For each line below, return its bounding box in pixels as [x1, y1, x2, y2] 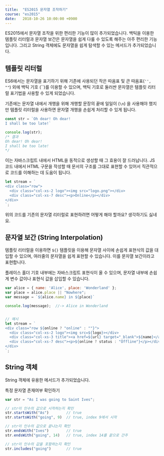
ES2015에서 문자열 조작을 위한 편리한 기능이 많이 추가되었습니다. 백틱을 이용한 [5, 30, 154, 36]
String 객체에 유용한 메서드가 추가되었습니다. [5, 377, 90, 383]
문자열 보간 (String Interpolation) [5, 233, 103, 242]
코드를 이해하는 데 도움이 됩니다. [10, 169, 72, 176]
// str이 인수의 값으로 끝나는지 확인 [5, 424, 71, 429]
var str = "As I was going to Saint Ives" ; [5, 397, 95, 402]
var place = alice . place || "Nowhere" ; [5, 290, 86, 295]
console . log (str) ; [5, 130, 42, 135]
